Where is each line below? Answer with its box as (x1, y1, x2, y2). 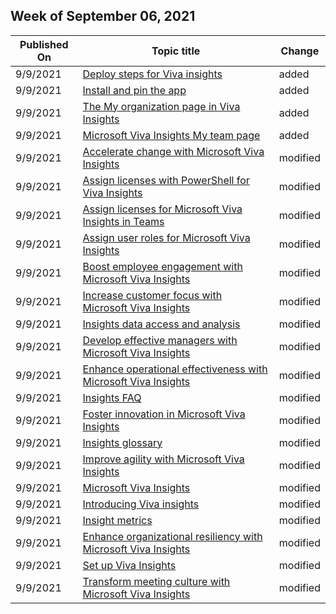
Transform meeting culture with (82, 574, 231, 588)
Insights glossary (82, 435, 163, 449)
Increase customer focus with (82, 288, 223, 302)
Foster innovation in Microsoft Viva (82, 407, 246, 421)
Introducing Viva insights (82, 497, 200, 511)
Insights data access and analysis (82, 317, 241, 331)
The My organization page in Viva (82, 99, 241, 113)
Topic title (151, 44, 201, 58)
